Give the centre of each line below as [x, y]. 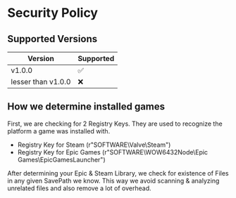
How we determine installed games [86, 107]
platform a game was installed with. [59, 131]
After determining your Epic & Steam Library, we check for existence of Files [118, 173]
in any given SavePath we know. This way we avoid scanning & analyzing [113, 180]
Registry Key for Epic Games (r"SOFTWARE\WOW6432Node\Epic [113, 152]
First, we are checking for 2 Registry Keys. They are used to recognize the [115, 124]
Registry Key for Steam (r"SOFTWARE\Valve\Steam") [94, 145]
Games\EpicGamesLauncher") [61, 159]
